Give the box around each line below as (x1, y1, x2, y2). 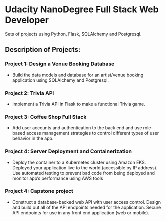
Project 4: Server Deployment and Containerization (5, 148, 132, 155)
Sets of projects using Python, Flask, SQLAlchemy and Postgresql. (5, 31, 142, 37)
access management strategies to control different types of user (26, 130, 159, 136)
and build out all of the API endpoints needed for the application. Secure (12, 204, 161, 210)
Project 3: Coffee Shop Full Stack (5, 113, 87, 120)
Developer (5, 14, 49, 26)
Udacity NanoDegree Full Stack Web (5, 4, 159, 15)
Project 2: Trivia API (5, 89, 54, 96)
